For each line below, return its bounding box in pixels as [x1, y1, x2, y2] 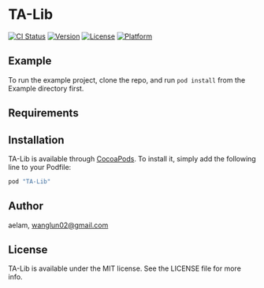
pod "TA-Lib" [8, 177, 51, 186]
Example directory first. [8, 83, 84, 93]
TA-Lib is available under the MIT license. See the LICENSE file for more [8, 264, 242, 273]
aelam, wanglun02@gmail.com [8, 220, 109, 230]
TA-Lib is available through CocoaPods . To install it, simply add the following [8, 153, 256, 163]
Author [8, 199, 43, 213]
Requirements [8, 106, 79, 120]
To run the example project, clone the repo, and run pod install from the [8, 75, 246, 84]
